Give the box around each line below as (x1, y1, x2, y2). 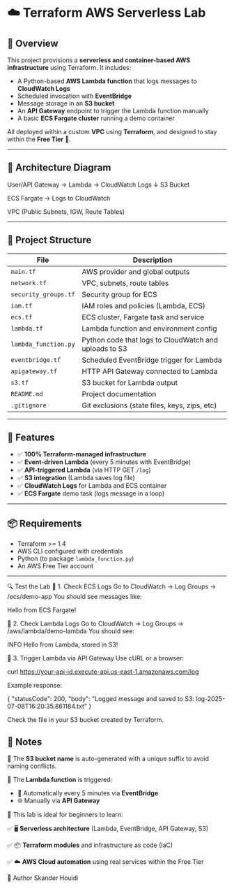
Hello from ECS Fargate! (7, 606, 77, 614)
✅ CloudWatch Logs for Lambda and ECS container (17, 482, 167, 490)
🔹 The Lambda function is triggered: (7, 776, 113, 784)
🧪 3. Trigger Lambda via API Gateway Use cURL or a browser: (7, 654, 185, 663)
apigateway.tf (10, 367, 58, 375)
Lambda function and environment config (81, 324, 217, 333)
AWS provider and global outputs (81, 266, 190, 276)
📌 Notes (7, 736, 42, 748)
